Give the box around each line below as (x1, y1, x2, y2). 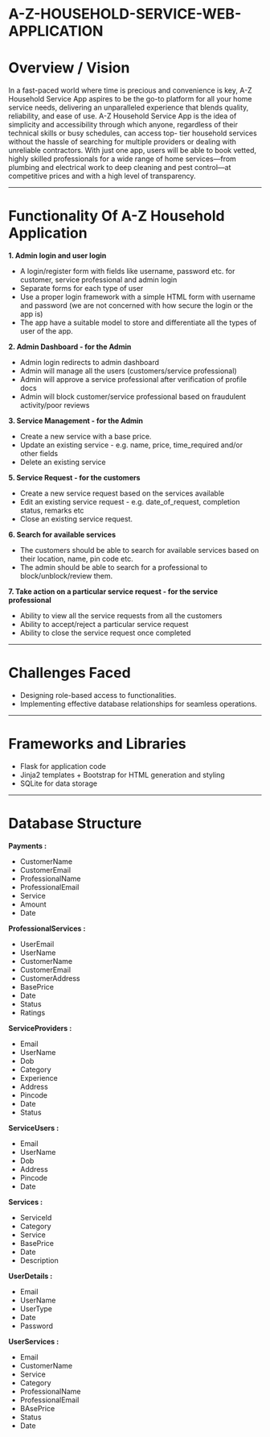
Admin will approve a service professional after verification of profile (19, 375, 247, 384)
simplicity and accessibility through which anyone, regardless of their (8, 120, 239, 130)
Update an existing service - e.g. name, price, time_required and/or (19, 440, 243, 450)
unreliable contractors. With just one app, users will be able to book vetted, (8, 146, 257, 156)
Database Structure (8, 815, 142, 833)
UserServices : (8, 1336, 59, 1346)
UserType (19, 1303, 53, 1314)
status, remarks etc (19, 505, 84, 516)
